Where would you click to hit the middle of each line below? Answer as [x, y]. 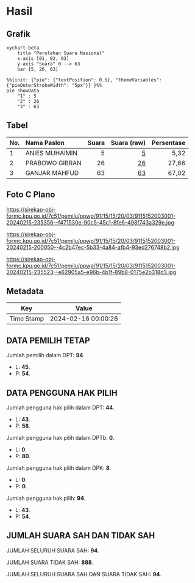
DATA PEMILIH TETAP [48, 340]
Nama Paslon [45, 143]
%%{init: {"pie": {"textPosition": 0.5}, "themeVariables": [84, 80]
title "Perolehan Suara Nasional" [61, 53]
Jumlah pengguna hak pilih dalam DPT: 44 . [60, 407]
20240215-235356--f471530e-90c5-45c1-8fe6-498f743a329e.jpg [90, 222]
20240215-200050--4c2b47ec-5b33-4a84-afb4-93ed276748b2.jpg [93, 247]
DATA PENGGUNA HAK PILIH [62, 393]
